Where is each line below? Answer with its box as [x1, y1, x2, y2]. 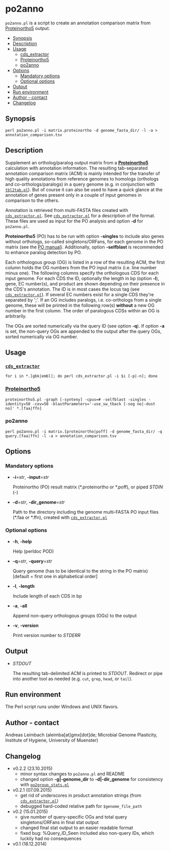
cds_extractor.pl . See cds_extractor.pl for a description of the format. [5, 212, 156, 219]
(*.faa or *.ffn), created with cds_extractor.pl [12, 514, 108, 520]
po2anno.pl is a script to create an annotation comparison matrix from [5, 20, 151, 26]
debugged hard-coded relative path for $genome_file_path [20, 803, 142, 809]
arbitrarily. [5, 313, 27, 319]
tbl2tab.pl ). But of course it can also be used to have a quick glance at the [5, 186, 163, 193]
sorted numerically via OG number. [5, 333, 78, 340]
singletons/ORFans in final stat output [20, 820, 99, 826]
